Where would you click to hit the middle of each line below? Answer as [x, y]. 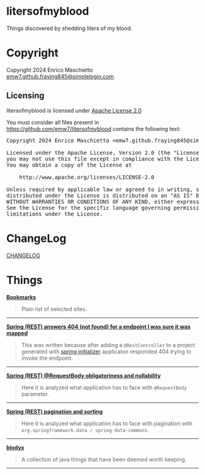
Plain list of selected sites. [54, 309]
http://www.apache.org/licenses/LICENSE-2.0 [87, 177]
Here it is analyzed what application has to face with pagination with [107, 423]
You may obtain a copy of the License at [69, 165]
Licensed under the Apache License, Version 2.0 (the [88, 152]
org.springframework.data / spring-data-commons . [85, 430]
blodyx [15, 447]
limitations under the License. [55, 214]
